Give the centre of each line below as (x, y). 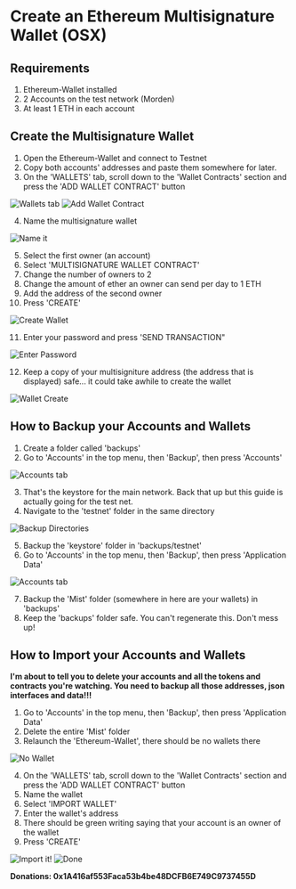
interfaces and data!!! (51, 696)
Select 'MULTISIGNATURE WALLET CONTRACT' (111, 265)
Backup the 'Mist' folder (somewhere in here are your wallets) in (140, 599)
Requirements (50, 68)
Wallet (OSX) (59, 35)
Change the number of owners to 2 (87, 274)
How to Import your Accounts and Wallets (128, 655)
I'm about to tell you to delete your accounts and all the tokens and (136, 677)
